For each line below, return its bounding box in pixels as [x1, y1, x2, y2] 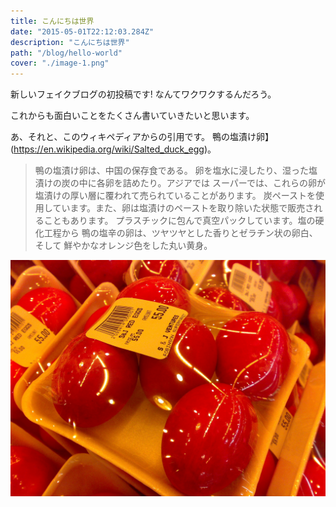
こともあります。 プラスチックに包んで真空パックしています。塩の [43, 215, 316, 227]
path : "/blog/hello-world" [10, 48, 123, 58]
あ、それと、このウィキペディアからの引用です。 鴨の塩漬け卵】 [10, 131, 274, 143]
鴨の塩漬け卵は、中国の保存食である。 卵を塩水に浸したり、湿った [34, 165, 310, 177]
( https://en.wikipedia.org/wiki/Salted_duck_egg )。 [10, 143, 217, 155]
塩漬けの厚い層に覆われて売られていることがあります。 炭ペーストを [34, 190, 317, 202]
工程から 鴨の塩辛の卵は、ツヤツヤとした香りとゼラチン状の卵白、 [43, 227, 318, 239]
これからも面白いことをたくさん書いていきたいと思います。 [10, 110, 255, 122]
